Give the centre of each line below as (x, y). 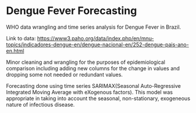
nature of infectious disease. (40, 104)
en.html (15, 50)
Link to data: (21, 38)
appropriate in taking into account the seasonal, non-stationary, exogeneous (98, 98)
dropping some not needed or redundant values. (64, 74)
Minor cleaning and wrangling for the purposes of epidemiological (86, 62)
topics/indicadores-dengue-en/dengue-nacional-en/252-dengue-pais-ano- (97, 44)
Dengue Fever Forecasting (72, 11)
